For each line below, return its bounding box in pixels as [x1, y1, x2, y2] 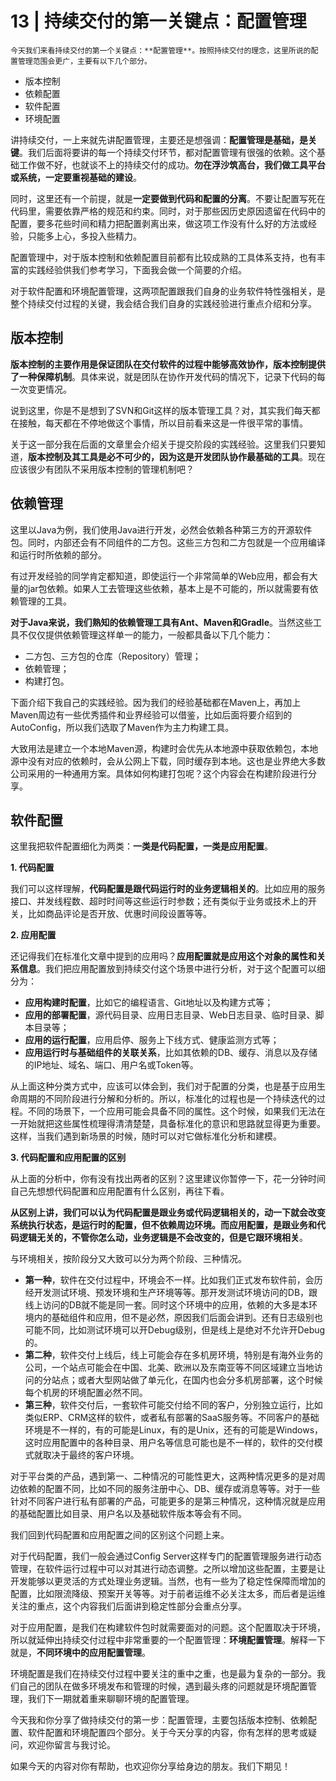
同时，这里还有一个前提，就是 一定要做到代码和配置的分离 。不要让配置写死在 [10, 192, 326, 204]
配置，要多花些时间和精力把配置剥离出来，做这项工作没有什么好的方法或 [10, 217, 308, 229]
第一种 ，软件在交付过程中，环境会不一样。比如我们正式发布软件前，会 [24, 1274, 315, 1286]
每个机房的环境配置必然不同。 [24, 1387, 148, 1399]
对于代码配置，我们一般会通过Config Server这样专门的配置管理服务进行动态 [10, 1550, 322, 1562]
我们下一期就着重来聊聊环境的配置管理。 [27, 1693, 195, 1705]
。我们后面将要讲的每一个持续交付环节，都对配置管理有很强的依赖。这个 [19, 146, 317, 158]
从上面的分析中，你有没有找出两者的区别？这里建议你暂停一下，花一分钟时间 [10, 1173, 326, 1185]
